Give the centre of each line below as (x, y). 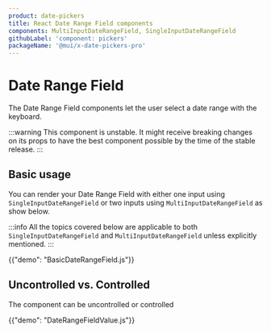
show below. (29, 211)
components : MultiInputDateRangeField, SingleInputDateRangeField (122, 31)
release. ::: (26, 149)
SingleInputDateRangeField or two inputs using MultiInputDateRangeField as (135, 202)
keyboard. (25, 117)
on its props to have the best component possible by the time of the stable (132, 141)
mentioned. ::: (31, 244)
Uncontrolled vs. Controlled (79, 285)
